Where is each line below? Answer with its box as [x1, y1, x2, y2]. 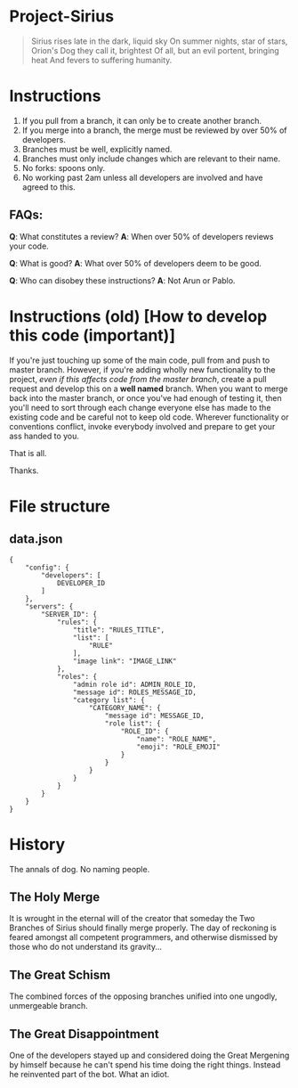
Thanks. [9, 465, 39, 476]
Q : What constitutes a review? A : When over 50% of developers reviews [9, 231, 274, 241]
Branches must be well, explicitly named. [21, 143, 173, 154]
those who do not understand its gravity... [9, 942, 163, 953]
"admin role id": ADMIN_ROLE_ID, [72, 680, 197, 689]
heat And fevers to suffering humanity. [30, 54, 173, 65]
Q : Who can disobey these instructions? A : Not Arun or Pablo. [9, 274, 236, 286]
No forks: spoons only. [21, 162, 106, 173]
